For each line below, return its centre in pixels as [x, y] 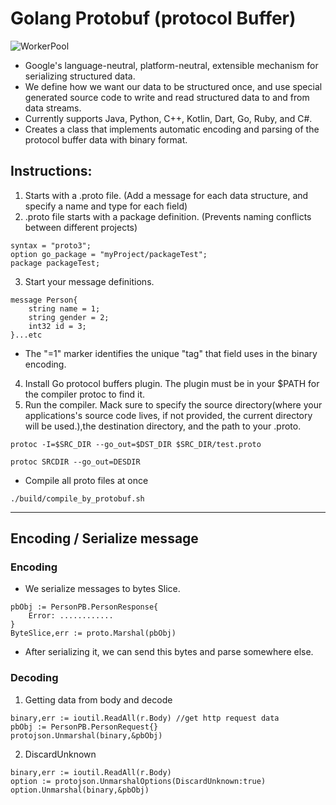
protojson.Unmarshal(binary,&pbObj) [86, 735]
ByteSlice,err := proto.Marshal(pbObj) [93, 633]
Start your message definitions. [89, 281]
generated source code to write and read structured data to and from [167, 97]
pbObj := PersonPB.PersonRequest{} [84, 727]
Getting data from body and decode [98, 699]
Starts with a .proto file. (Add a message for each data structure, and [166, 195]
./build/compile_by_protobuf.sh [77, 498]
